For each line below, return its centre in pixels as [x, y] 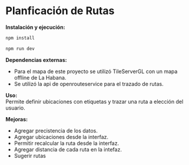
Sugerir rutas [30, 156]
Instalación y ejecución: [35, 27]
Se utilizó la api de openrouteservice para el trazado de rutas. [89, 84]
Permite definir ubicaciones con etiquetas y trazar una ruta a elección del [94, 101]
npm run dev [20, 48]
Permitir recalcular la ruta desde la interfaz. [66, 143]
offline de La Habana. [40, 77]
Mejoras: [16, 119]
